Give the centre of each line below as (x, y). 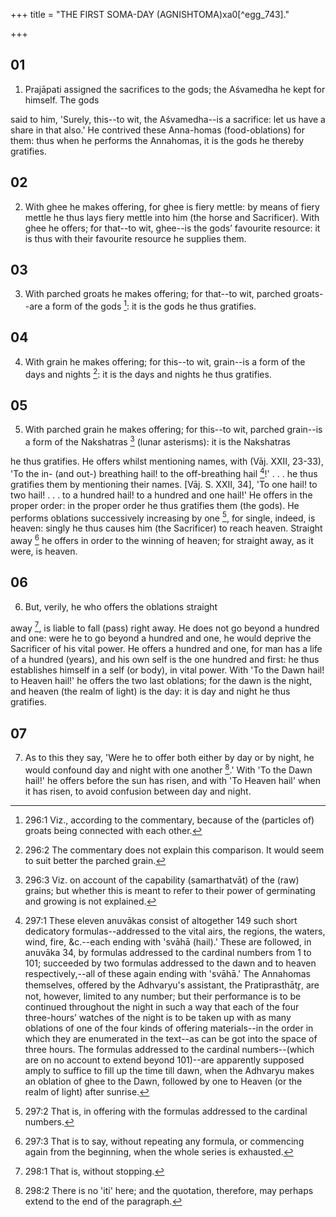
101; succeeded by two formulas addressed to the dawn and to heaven (170, 963)
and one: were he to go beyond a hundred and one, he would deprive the (161, 638)
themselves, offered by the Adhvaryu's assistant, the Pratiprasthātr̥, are (172, 985)
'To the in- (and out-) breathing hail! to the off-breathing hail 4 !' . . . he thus (164, 472)
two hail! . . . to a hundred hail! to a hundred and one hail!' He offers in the (161, 495)
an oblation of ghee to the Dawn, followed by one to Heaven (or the (163, 1081)
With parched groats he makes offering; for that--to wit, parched (158, 294)
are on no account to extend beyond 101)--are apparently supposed (164, 1060)
